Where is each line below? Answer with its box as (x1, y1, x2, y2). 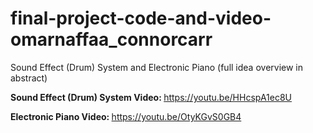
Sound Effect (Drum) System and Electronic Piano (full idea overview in (10, 61, 304, 73)
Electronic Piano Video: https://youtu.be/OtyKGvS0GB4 (10, 110, 242, 122)
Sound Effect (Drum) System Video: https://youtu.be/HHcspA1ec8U (10, 91, 293, 103)
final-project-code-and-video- (10, 7, 272, 30)
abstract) (10, 72, 48, 84)
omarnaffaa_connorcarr (10, 28, 213, 51)
